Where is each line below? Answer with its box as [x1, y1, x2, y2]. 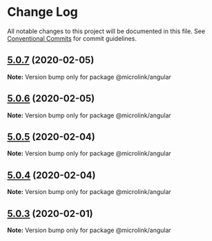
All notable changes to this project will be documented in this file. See [7, 27, 206, 35]
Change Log [7, 4, 78, 20]
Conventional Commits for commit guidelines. [7, 34, 137, 42]
